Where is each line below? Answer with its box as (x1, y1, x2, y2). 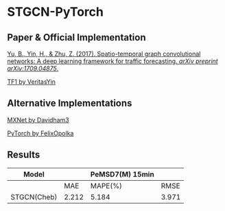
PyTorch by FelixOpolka (7, 129, 74, 137)
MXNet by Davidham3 (7, 115, 70, 124)
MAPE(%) (90, 181, 122, 190)
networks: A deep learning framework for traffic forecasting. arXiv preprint (7, 57, 218, 65)
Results (7, 149, 40, 161)
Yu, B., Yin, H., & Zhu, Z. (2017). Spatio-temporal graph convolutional (7, 49, 201, 58)
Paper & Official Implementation (7, 32, 146, 43)
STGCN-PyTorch (7, 4, 104, 20)
